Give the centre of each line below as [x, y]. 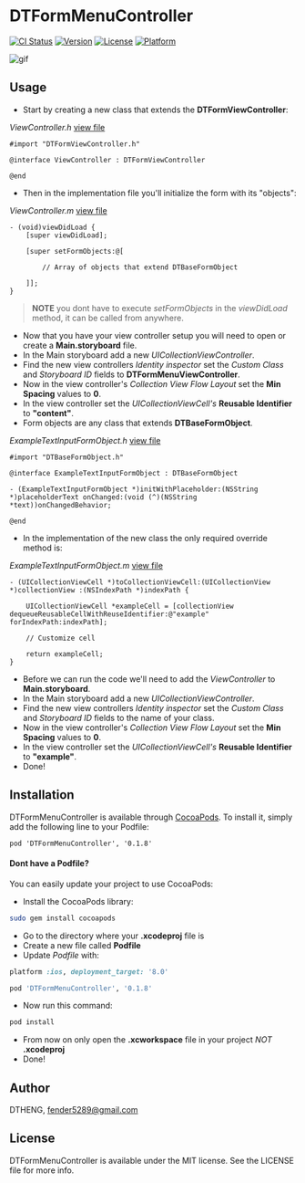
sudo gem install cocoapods [63, 918]
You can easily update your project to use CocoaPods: [112, 884]
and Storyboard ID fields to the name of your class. [118, 717]
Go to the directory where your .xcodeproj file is [113, 936]
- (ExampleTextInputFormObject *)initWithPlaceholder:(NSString [134, 489]
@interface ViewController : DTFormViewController [107, 160]
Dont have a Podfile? [49, 864]
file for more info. [42, 1170]
